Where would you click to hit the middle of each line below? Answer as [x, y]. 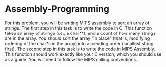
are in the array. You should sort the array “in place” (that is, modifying [78, 38]
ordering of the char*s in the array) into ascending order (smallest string [79, 43]
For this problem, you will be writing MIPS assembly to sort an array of [77, 23]
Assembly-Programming [57, 9]
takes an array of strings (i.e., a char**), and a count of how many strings [80, 33]
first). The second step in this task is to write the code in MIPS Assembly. [80, 49]
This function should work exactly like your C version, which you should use [83, 54]
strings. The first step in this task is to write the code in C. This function [79, 28]
